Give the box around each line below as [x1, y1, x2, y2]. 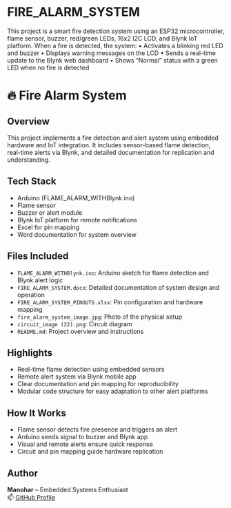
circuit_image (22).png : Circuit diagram [17, 319, 132, 328]
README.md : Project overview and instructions [17, 327, 144, 335]
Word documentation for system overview [17, 230, 137, 238]
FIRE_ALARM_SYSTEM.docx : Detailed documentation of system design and [17, 283, 220, 291]
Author [7, 467, 38, 479]
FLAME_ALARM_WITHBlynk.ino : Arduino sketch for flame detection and [17, 268, 209, 277]
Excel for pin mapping [17, 223, 80, 231]
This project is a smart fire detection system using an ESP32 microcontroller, [7, 27, 225, 35]
